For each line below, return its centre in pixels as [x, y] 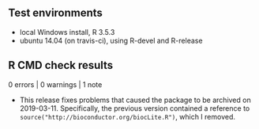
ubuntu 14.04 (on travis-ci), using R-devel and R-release [111, 40]
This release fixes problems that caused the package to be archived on [135, 100]
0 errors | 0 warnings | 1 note [55, 84]
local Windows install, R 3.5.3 [67, 32]
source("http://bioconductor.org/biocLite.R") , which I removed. [127, 116]
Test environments [55, 13]
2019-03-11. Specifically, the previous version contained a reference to [135, 108]
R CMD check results [61, 65]
